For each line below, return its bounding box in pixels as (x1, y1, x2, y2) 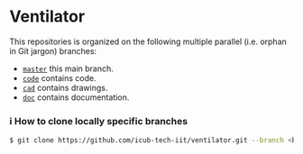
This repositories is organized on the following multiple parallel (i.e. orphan (9, 36, 287, 47)
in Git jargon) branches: (9, 45, 97, 56)
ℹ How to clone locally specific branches (9, 114, 188, 127)
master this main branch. (22, 63, 115, 74)
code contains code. (22, 72, 96, 83)
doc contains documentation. (22, 92, 130, 103)
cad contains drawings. (22, 82, 108, 93)
